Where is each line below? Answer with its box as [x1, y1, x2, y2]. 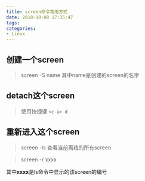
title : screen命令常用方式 [6, 8, 68, 15]
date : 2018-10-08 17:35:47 [6, 14, 73, 20]
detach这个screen [6, 91, 75, 101]
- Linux [6, 31, 26, 37]
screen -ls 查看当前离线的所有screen [20, 144, 112, 151]
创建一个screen [6, 54, 64, 65]
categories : [6, 25, 36, 32]
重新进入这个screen [6, 127, 80, 137]
